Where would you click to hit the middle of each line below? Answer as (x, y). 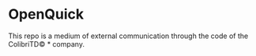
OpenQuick (46, 14)
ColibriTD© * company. (47, 44)
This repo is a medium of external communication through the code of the (128, 36)
